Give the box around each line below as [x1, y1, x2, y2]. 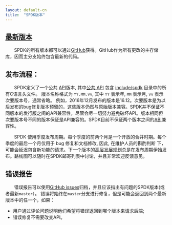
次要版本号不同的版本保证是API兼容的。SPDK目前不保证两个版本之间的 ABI [5, 116, 162, 123]
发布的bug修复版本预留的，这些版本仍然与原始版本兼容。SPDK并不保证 [9, 104, 160, 110]
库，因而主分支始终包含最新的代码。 [5, 53, 82, 59]
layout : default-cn [5, 7, 47, 13]
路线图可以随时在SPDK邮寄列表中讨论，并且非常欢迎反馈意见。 [14, 153, 147, 159]
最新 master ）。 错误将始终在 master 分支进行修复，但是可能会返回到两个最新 [9, 190, 166, 196]
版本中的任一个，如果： [5, 197, 55, 203]
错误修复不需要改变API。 [12, 214, 66, 220]
